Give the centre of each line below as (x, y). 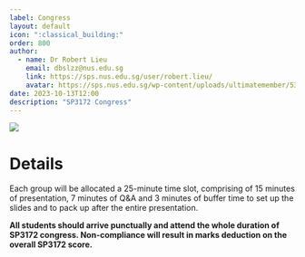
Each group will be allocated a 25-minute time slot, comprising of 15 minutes (152, 189)
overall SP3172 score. (51, 244)
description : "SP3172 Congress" (70, 102)
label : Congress (40, 18)
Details (36, 163)
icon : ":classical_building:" (67, 34)
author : (24, 52)
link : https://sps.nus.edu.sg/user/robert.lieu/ (119, 77)
